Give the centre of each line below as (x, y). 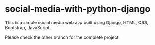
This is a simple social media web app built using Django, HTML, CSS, (77, 22)
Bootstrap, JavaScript (27, 27)
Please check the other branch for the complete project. (63, 37)
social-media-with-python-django (78, 9)
